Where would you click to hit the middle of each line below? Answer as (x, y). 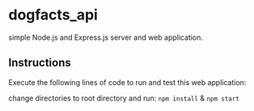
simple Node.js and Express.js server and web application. (106, 37)
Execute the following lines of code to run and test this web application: (127, 82)
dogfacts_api (53, 15)
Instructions (40, 63)
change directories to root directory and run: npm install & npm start (124, 98)
